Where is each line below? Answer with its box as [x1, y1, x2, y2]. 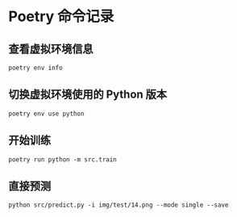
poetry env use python [8, 110, 85, 118]
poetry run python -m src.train [8, 155, 117, 164]
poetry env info [8, 64, 63, 72]
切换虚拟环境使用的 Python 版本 [8, 88, 168, 102]
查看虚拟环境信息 [8, 42, 94, 56]
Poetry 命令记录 [8, 7, 114, 26]
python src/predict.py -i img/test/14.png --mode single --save [8, 201, 229, 210]
